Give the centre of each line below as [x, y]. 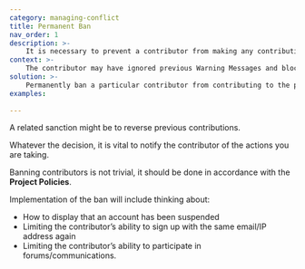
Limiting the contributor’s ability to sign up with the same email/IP [145, 226]
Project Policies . [41, 182]
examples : [28, 93]
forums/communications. [69, 255]
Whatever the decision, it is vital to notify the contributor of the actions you [149, 145]
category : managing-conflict [64, 18]
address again [49, 236]
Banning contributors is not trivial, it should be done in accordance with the [150, 172]
